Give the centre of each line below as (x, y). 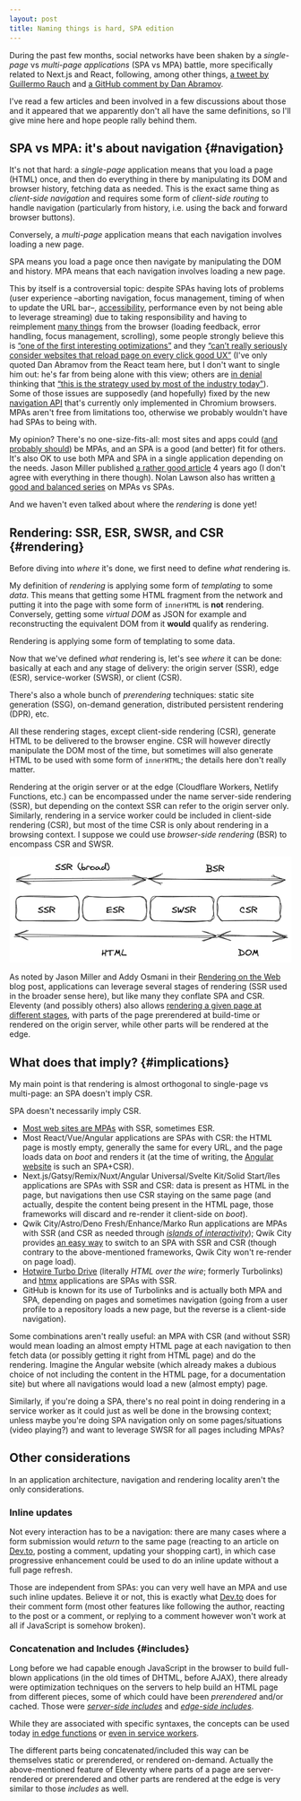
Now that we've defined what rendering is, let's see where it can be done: (146, 658)
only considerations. (47, 1489)
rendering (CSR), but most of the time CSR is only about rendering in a (139, 825)
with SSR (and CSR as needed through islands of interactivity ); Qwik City (157, 1232)
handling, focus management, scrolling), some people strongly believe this (147, 336)
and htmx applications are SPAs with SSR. (99, 1280)
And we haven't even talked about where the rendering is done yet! (133, 505)
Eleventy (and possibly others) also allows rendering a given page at (136, 1005)
